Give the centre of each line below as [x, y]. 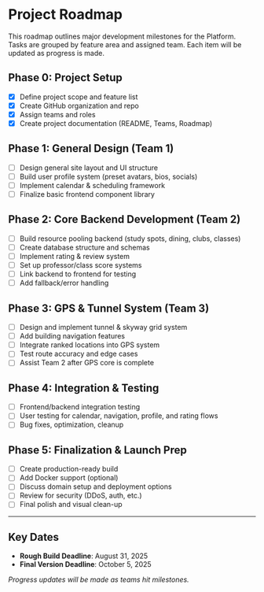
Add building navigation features [72, 336]
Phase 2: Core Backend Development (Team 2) [125, 219]
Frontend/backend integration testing [80, 407]
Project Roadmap [66, 15]
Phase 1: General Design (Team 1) [91, 148]
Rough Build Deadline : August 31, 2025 [84, 556]
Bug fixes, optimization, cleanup [71, 425]
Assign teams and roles [57, 114]
